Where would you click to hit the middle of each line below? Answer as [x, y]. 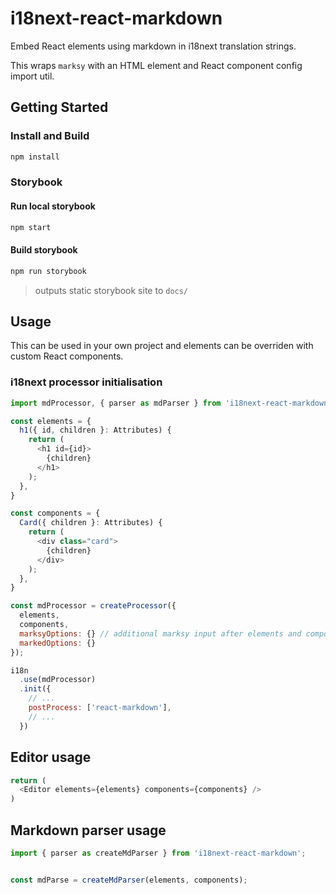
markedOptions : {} [58, 643]
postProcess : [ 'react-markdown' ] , [100, 708]
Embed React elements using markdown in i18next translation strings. [153, 46]
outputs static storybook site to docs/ [111, 290]
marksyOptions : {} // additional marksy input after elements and [160, 633]
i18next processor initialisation [86, 382]
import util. [32, 76]
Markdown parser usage [88, 830]
